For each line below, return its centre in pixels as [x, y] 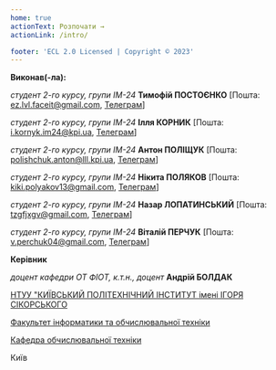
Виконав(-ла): [38, 78]
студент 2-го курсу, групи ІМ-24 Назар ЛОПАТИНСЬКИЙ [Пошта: [139, 205]
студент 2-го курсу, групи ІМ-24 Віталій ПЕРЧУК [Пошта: [122, 232]
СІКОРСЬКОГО [39, 305]
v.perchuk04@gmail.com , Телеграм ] [80, 242]
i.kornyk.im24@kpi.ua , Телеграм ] [74, 132]
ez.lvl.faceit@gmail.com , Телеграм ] [78, 105]
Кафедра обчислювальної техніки [76, 340]
